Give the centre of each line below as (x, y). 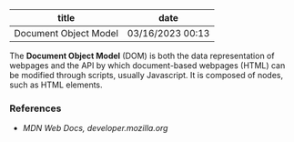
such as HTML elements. (56, 85)
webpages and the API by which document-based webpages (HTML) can (147, 66)
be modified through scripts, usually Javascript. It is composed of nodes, (147, 75)
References (35, 108)
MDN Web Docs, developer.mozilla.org (95, 128)
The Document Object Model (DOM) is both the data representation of (142, 56)
